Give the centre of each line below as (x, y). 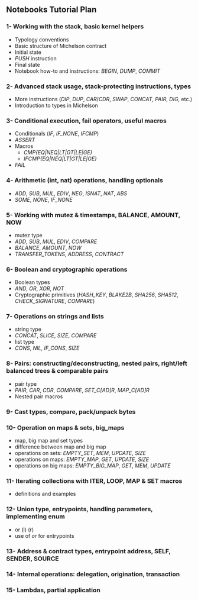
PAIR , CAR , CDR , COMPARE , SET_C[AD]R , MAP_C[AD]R (82, 390)
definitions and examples (45, 494)
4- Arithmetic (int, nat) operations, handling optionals (85, 180)
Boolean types (32, 282)
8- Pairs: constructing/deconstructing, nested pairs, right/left (97, 363)
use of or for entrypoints (44, 536)
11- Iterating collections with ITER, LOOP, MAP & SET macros (94, 480)
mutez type (28, 235)
